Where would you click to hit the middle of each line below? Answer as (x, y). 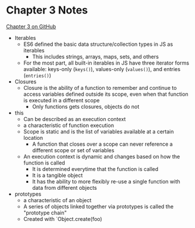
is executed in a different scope (61, 100)
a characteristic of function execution (69, 125)
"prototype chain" (45, 213)
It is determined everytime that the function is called (95, 169)
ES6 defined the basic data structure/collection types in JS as (98, 44)
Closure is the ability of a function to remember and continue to (100, 88)
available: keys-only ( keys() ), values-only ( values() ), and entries (102, 69)
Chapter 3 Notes (47, 10)
